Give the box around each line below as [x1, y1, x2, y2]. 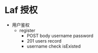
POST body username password [26, 33, 94, 39]
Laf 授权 [4, 4, 38, 16]
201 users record [26, 38, 62, 44]
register [19, 27, 36, 33]
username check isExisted [26, 43, 81, 49]
